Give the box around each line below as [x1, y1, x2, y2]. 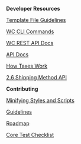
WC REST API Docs [6, 40, 54, 46]
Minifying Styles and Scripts [6, 97, 75, 104]
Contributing [6, 85, 38, 92]
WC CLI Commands [6, 28, 54, 35]
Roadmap [6, 120, 30, 127]
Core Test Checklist [6, 132, 54, 138]
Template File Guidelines [6, 17, 66, 23]
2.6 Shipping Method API [6, 74, 67, 81]
